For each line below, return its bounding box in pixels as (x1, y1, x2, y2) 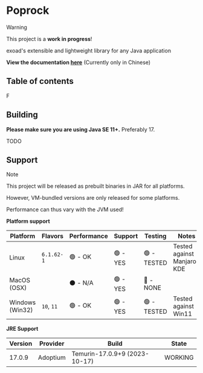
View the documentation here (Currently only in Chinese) (6, 59, 151, 66)
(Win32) (9, 306, 33, 314)
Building (6, 110, 38, 120)
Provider (39, 339, 65, 348)
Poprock (6, 4, 50, 18)
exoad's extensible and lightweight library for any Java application (6, 46, 171, 54)
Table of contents (6, 76, 74, 86)
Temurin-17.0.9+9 (71, 349, 126, 358)
